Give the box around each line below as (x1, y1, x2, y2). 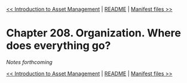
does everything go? (6, 39, 111, 53)
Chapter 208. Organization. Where (6, 27, 181, 40)
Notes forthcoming (6, 58, 53, 65)
